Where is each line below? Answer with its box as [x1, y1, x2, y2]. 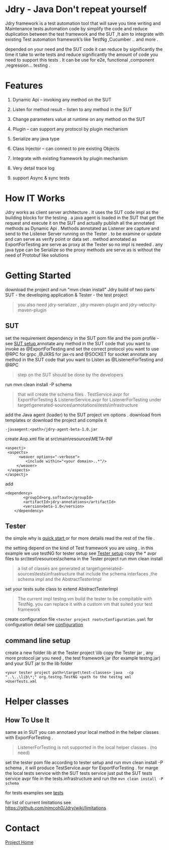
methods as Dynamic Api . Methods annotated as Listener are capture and [5, 225, 159, 231]
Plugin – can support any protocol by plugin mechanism [12, 126, 128, 132]
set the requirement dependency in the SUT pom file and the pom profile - [5, 335, 159, 341]
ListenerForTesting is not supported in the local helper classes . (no [17, 745, 157, 751]
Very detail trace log [12, 165, 55, 171]
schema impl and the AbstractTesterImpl [17, 576, 102, 582]
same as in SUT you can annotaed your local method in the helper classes [5, 729, 159, 735]
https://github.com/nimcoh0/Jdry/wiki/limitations [5, 805, 107, 811]
